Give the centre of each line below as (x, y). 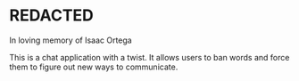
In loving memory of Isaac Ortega (71, 40)
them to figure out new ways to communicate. (94, 67)
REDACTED (51, 16)
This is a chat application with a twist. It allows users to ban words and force (149, 57)
